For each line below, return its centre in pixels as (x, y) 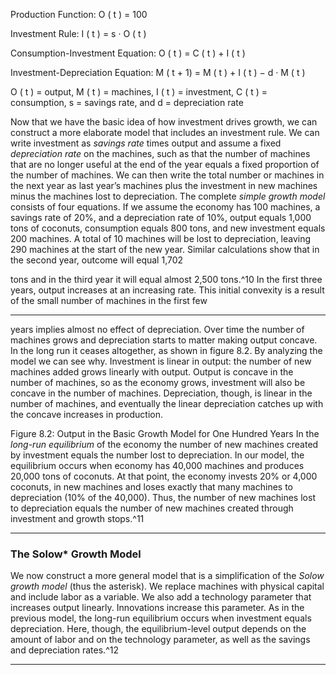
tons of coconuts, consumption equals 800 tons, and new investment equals (168, 228)
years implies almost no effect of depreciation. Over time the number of (157, 329)
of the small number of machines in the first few (109, 300)
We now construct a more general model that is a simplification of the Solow (167, 576)
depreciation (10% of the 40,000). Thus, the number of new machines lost (163, 497)
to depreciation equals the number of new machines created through (152, 508)
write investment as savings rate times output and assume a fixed (146, 143)
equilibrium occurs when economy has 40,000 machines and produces (157, 465)
